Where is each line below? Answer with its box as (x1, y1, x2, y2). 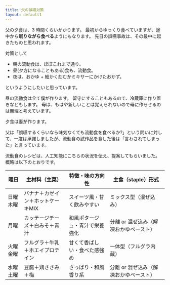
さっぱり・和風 (69, 264, 105, 271)
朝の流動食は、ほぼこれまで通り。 (12, 61, 84, 67)
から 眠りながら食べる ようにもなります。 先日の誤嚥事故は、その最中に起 (9, 33, 161, 39)
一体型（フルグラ (109, 242, 151, 250)
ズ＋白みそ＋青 (24, 222, 60, 229)
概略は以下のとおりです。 (5, 159, 58, 165)
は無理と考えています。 (5, 107, 54, 114)
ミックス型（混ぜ (109, 193, 151, 200)
